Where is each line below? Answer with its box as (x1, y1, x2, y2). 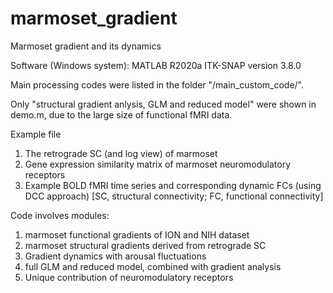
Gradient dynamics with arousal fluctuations (24, 250, 207, 262)
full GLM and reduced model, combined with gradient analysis (24, 260, 282, 272)
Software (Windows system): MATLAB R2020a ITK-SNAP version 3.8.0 (10, 59, 302, 71)
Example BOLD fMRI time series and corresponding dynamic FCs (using (24, 179, 322, 191)
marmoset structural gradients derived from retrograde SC (24, 239, 267, 251)
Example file (10, 128, 62, 140)
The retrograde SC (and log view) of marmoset (24, 147, 218, 159)
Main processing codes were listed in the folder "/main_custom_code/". (10, 78, 305, 91)
